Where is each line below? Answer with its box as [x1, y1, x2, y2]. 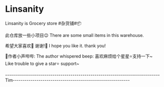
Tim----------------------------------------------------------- [5, 77, 130, 83]
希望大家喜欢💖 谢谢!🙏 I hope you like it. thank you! [5, 43, 106, 49]
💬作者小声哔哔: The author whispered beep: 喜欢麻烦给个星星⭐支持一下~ [5, 53, 153, 59]
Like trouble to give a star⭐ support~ [5, 60, 80, 66]
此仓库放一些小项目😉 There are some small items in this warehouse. [5, 32, 144, 38]
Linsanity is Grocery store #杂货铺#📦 [5, 20, 82, 26]
